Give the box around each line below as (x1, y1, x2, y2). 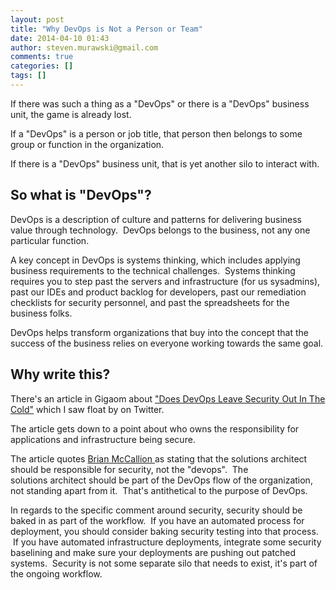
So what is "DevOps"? (10, 187, 152, 204)
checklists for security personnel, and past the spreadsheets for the (10, 296, 290, 308)
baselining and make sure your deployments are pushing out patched (10, 546, 296, 558)
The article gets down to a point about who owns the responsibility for (10, 422, 300, 435)
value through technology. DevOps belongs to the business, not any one (10, 224, 311, 236)
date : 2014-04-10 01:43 (10, 33, 110, 43)
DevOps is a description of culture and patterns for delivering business (10, 213, 302, 225)
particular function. (10, 234, 90, 246)
